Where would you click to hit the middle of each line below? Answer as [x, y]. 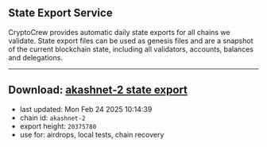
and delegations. [36, 57]
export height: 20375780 [58, 126]
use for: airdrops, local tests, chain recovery [92, 134]
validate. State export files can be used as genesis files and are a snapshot [131, 41]
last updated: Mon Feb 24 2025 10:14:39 [86, 109]
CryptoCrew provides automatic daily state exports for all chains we [119, 32]
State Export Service [60, 13]
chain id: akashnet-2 [52, 118]
